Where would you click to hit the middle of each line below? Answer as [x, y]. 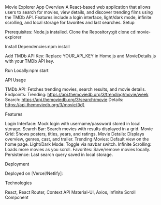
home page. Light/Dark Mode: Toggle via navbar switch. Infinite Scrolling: [78, 144]
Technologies [19, 183]
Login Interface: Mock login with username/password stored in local [73, 124]
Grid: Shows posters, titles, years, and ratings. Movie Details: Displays [75, 134]
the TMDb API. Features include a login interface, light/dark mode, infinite [78, 17]
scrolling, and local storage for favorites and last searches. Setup [70, 22]
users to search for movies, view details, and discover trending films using [79, 12]
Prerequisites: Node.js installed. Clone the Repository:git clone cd [70, 32]
